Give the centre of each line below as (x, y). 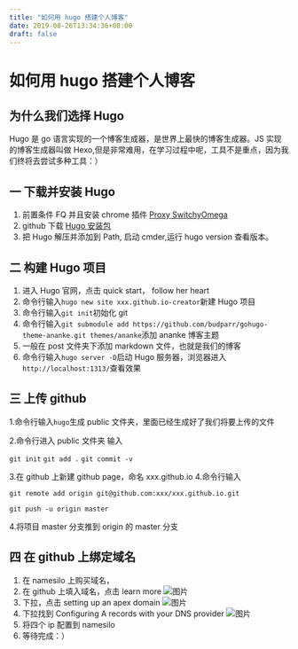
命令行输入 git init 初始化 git (75, 313)
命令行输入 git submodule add (75, 324)
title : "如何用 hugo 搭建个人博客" (69, 17)
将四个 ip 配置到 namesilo (68, 624)
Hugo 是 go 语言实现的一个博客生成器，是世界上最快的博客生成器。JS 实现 (145, 139)
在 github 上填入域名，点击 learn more (92, 591)
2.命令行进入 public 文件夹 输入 (66, 441)
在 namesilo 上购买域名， (68, 580)
